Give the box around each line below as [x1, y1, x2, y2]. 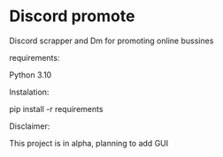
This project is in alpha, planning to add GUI [9, 138, 169, 148]
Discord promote [9, 6, 135, 26]
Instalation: [9, 86, 50, 97]
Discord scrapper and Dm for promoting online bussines [9, 35, 214, 46]
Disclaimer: [9, 121, 50, 131]
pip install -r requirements [9, 103, 104, 114]
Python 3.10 [9, 69, 52, 80]
